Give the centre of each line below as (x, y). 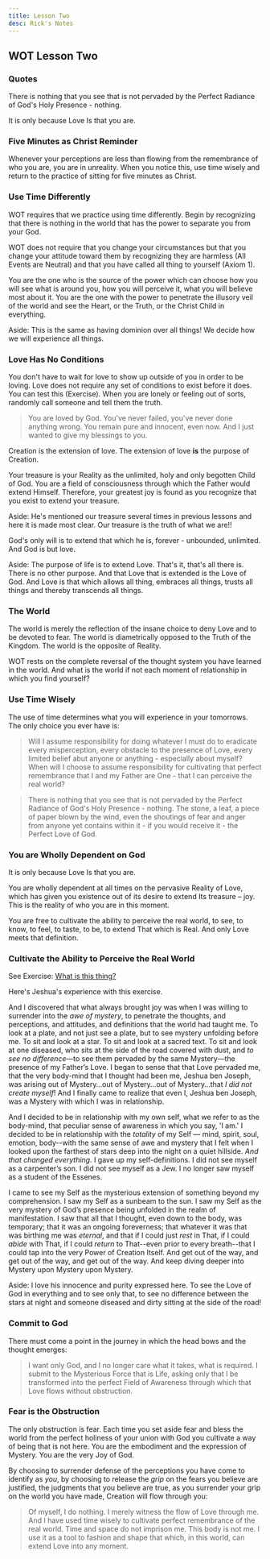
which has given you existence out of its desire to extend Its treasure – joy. (132, 896)
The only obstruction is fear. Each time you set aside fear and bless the (126, 1429)
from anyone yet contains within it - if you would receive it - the (133, 825)
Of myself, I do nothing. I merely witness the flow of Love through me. (143, 1511)
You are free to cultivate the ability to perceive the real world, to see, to (126, 920)
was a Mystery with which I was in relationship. (86, 1101)
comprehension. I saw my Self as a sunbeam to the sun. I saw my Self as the (135, 1201)
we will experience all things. (56, 338)
